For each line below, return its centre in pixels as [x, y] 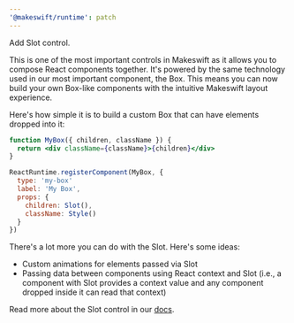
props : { [33, 197]
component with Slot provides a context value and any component [143, 283]
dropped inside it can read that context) [94, 292]
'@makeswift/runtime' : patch [63, 17]
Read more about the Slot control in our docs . [92, 310]
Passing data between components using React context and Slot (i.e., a [152, 273]
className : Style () [61, 213]
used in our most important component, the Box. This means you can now [143, 78]
